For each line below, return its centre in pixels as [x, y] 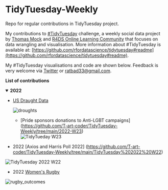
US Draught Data [30, 100]
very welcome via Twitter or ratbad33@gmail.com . [58, 71]
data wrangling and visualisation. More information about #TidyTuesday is [83, 44]
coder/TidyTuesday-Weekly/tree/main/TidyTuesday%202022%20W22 [87, 152]
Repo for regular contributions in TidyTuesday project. [62, 24]
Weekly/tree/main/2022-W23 [51, 131]
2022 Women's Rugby [36, 172]
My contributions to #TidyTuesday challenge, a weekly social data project [83, 33]
